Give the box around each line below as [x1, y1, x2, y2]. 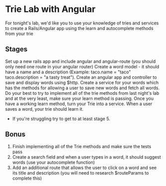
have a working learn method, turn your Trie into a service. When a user [5, 101, 153, 107]
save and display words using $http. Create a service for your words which [5, 79, 159, 85]
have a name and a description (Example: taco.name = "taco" [5, 69, 131, 75]
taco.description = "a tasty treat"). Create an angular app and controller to [5, 74, 157, 80]
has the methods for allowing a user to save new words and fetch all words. [5, 85, 160, 91]
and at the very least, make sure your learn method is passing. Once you [5, 95, 154, 101]
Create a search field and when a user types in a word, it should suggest [12, 154, 162, 160]
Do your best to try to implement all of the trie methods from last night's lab [5, 90, 160, 96]
